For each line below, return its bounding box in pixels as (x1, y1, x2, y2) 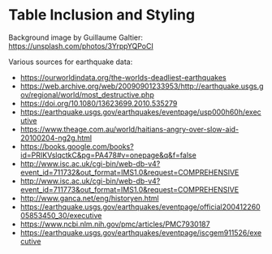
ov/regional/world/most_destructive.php (19, 89, 154, 99)
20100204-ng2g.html (19, 132, 92, 143)
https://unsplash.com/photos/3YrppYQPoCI (8, 41, 154, 50)
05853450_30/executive (19, 210, 102, 220)
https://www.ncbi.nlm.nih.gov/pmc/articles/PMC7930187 (19, 219, 210, 229)
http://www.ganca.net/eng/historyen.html (19, 193, 160, 203)
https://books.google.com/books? (19, 141, 134, 151)
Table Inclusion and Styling (8, 6, 196, 24)
